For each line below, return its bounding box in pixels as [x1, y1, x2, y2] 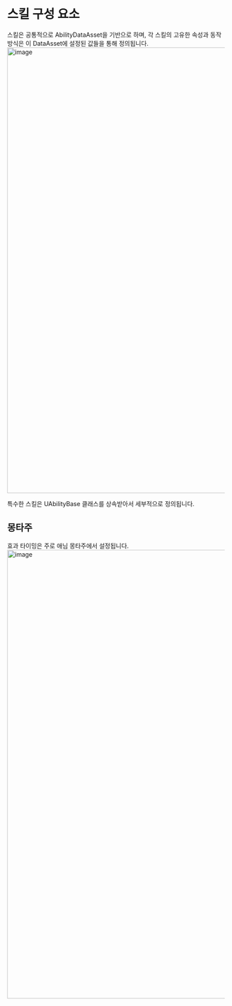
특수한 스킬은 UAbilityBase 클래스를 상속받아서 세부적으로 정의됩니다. [7, 499, 195, 508]
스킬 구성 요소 [7, 6, 80, 22]
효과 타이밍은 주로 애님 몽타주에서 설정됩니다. [7, 541, 129, 550]
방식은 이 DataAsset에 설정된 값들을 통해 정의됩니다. [7, 39, 149, 47]
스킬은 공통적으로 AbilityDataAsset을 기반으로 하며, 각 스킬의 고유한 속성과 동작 [7, 30, 222, 39]
